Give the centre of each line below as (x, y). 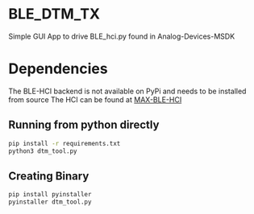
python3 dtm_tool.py (43, 151)
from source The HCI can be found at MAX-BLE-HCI (95, 99)
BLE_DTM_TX (54, 14)
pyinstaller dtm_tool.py (50, 202)
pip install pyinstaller (50, 195)
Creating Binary (49, 176)
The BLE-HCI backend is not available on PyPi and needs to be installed (127, 91)
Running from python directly (84, 125)
